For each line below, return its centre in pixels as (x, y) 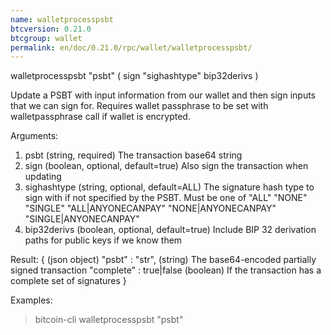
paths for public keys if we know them (103, 240)
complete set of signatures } (68, 281)
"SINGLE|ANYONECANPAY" (82, 219)
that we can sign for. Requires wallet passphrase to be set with (139, 106)
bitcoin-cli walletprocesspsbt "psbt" (109, 320)
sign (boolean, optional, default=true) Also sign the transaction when (166, 166)
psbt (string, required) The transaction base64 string (133, 155)
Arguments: (34, 136)
